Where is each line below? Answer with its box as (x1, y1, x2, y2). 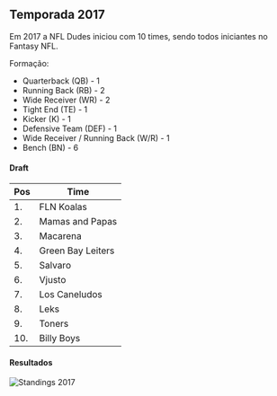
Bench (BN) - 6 (22, 142, 79, 153)
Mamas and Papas (39, 216, 118, 228)
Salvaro (39, 260, 72, 272)
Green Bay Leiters (39, 244, 115, 257)
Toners (39, 318, 69, 330)
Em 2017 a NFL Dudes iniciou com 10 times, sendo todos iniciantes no (9, 31, 268, 41)
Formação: (9, 57, 49, 68)
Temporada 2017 (9, 7, 105, 22)
